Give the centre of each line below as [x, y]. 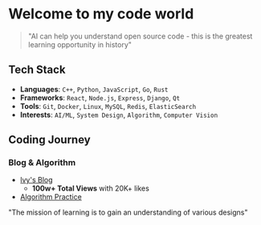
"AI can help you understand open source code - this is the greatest [140, 36]
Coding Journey [49, 140]
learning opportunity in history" [80, 44]
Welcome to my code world [101, 14]
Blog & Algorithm [42, 163]
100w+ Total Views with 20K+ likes [91, 188]
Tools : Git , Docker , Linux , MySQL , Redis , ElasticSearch [108, 106]
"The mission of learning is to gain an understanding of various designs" [128, 212]
